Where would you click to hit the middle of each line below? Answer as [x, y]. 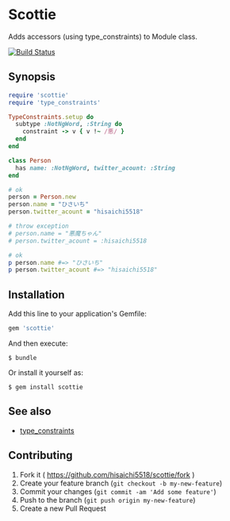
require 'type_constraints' [55, 102]
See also [30, 411]
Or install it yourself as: [46, 372]
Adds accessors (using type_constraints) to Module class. [103, 36]
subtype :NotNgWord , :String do [69, 125]
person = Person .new [42, 197]
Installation [36, 295]
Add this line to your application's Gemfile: [77, 314]
